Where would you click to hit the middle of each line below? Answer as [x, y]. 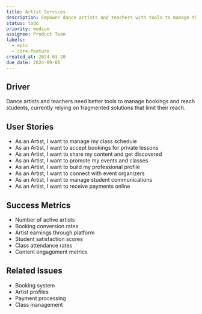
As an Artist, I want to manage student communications [84, 180]
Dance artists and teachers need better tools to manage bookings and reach [101, 101]
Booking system [35, 285]
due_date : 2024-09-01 [33, 62]
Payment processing [40, 298]
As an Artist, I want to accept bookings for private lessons [87, 148]
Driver [18, 87]
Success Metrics [38, 205]
